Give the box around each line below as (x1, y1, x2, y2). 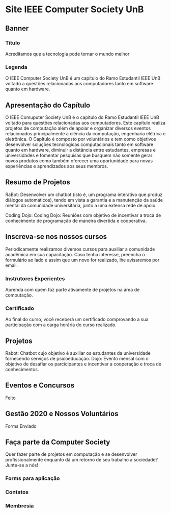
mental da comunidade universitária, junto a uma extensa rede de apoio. (5, 202, 157, 208)
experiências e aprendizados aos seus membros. (5, 163, 108, 169)
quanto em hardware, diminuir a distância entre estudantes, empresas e (5, 146, 156, 153)
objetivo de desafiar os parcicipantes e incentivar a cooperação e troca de (5, 361, 162, 367)
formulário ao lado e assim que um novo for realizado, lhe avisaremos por (5, 257, 160, 263)
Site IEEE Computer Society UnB (5, 4, 144, 15)
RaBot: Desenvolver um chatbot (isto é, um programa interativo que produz (5, 191, 163, 198)
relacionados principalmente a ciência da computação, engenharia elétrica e (5, 130, 166, 136)
